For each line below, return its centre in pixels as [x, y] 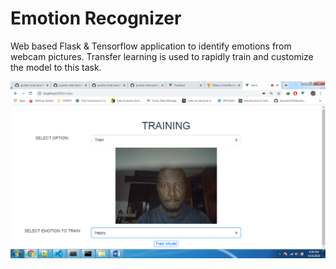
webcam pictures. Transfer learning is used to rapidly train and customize [162, 56]
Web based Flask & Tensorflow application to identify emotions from [151, 46]
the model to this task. [56, 67]
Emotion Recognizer [96, 18]
